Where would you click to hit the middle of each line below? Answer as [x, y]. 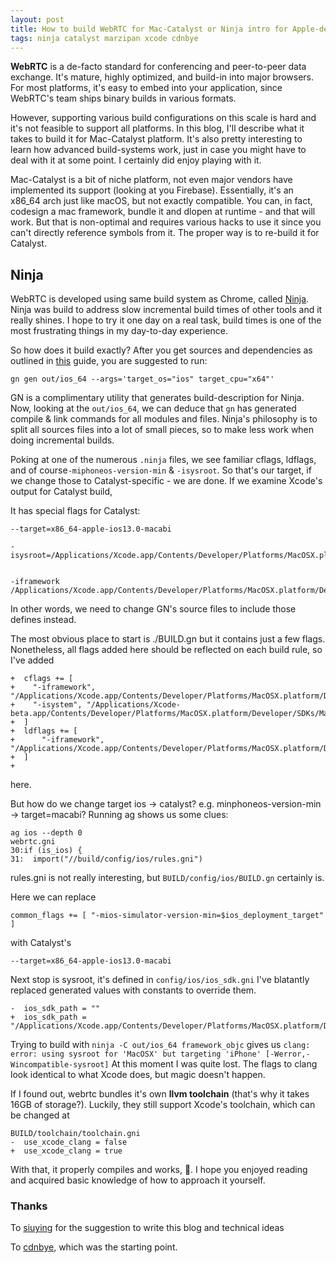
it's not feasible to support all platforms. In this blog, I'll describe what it [157, 128]
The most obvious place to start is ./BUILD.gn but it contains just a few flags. [168, 639]
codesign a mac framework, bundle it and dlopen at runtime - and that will [163, 212]
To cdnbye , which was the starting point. [94, 1247]
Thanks [29, 1206]
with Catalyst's [41, 943]
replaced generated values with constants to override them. [133, 990]
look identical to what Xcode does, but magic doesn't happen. [138, 1075]
